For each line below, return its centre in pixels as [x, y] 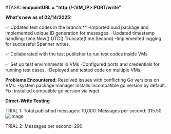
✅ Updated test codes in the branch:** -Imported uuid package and [77, 27]
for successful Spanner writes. [38, 44]
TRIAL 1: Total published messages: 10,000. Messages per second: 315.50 [83, 111]
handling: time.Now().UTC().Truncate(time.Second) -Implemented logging [83, 39]
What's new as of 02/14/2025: [39, 17]
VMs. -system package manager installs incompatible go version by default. [86, 85]
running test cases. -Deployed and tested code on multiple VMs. [74, 70]
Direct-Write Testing [28, 101]
